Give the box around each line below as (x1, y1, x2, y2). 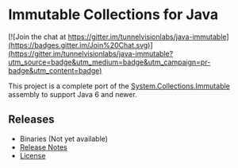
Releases (8, 113, 55, 127)
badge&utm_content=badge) (8, 65, 102, 75)
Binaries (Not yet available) (19, 134, 109, 143)
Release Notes (19, 142, 67, 152)
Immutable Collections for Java (8, 6, 219, 24)
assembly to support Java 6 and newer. (8, 89, 137, 99)
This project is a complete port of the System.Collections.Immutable (8, 81, 230, 91)
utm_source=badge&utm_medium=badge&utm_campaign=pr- (8, 57, 211, 67)
